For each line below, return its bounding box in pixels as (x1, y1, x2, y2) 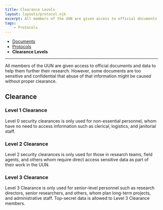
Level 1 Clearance (5, 107, 48, 114)
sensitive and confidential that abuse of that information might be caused (5, 73, 151, 79)
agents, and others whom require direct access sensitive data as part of (5, 157, 149, 163)
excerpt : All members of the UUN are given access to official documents (5, 16, 158, 21)
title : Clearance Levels (5, 7, 55, 12)
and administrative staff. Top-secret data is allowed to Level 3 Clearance (5, 195, 150, 201)
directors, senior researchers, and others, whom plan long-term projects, (5, 190, 151, 196)
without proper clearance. (5, 78, 57, 84)
